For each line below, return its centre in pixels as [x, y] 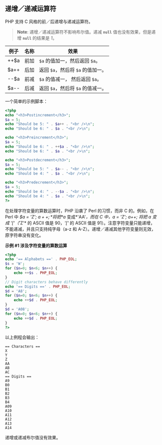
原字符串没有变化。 [24, 235]
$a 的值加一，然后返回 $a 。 [70, 61]
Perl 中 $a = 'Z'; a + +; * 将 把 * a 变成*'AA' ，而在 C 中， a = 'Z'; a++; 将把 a [78, 217]
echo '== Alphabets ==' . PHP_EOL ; [41, 259]
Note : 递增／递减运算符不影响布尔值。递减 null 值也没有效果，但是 [84, 32]
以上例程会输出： [22, 337]
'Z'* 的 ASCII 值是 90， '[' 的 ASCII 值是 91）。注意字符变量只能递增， [87, 223]
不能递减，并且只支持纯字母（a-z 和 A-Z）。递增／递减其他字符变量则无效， [81, 229]
